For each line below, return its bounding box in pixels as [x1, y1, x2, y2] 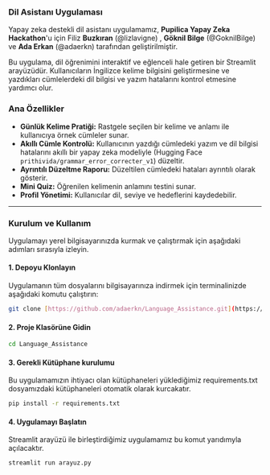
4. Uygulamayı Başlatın [8, 417, 87, 427]
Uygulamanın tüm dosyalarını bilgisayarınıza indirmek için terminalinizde [8, 281, 247, 291]
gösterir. [19, 172, 48, 183]
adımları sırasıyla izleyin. [8, 244, 89, 254]
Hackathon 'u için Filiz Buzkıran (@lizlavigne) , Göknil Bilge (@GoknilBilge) [8, 33, 256, 43]
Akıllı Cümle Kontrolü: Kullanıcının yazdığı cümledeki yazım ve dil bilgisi [19, 138, 259, 148]
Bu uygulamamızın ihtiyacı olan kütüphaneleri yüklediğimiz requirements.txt [8, 375, 259, 385]
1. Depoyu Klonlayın [8, 262, 76, 272]
